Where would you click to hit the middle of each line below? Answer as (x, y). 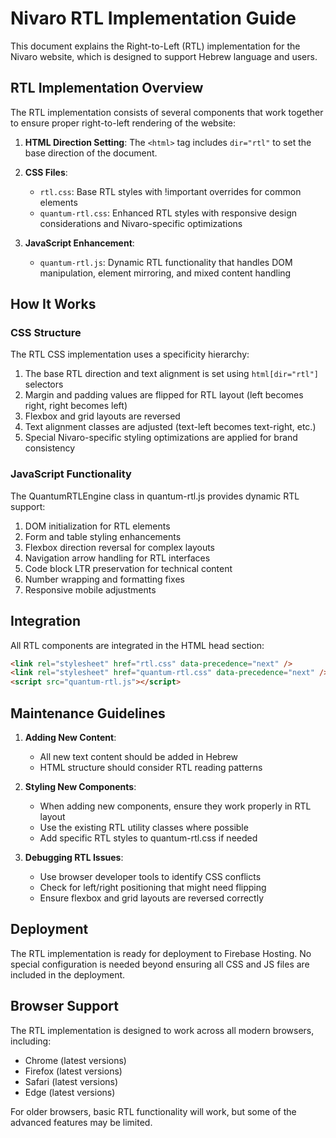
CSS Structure (46, 333)
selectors (44, 384)
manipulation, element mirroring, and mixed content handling (165, 273)
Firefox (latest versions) (73, 1071)
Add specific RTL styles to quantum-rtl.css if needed (148, 838)
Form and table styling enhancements (103, 536)
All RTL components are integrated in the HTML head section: (137, 645)
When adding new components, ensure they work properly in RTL (175, 806)
